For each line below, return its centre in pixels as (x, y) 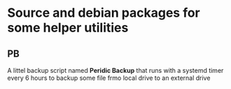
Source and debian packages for (104, 13)
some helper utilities (68, 28)
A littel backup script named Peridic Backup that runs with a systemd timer (115, 70)
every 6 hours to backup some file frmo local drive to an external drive (109, 78)
